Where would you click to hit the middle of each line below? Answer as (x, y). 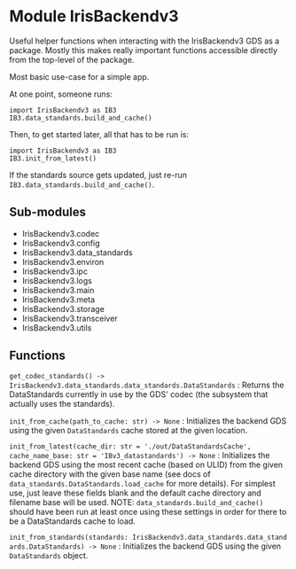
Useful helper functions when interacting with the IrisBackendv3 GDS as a (144, 41)
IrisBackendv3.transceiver (70, 318)
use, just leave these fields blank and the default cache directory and (135, 493)
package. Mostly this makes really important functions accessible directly (143, 50)
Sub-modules (48, 212)
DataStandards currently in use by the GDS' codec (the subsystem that (139, 394)
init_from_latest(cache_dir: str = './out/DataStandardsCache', (130, 446)
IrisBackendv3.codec (61, 233)
